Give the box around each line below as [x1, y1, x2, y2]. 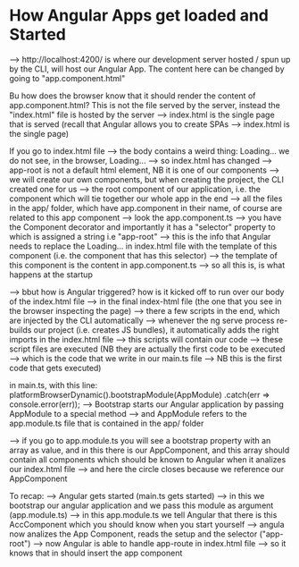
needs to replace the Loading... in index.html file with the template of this [9, 241, 278, 251]
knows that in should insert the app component [9, 547, 183, 558]
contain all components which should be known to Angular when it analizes [9, 453, 287, 465]
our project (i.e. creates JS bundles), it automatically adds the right [33, 324, 279, 335]
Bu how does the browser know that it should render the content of [9, 90, 256, 101]
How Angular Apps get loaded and [9, 5, 270, 26]
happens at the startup [9, 269, 94, 280]
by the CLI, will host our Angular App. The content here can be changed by [9, 63, 285, 74]
